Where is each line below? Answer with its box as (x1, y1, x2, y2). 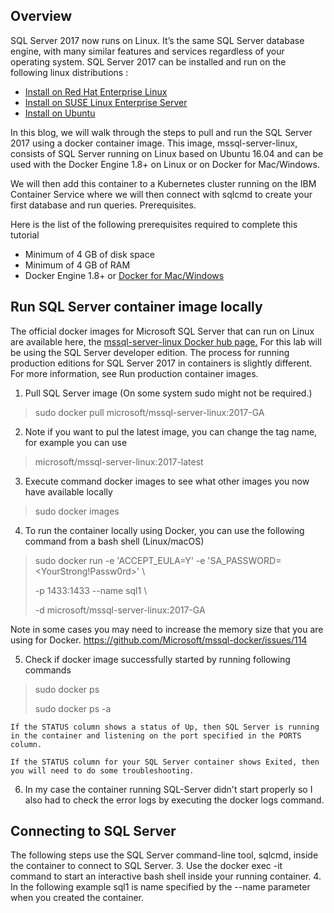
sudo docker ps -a (34, 702, 112, 714)
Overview (10, 8, 73, 25)
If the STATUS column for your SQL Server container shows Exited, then (10, 757, 320, 767)
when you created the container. (10, 892, 145, 904)
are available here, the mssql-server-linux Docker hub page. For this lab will (10, 335, 322, 348)
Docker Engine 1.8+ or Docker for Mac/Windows (24, 269, 225, 281)
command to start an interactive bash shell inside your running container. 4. (10, 870, 322, 883)
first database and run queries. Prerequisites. (10, 199, 197, 211)
